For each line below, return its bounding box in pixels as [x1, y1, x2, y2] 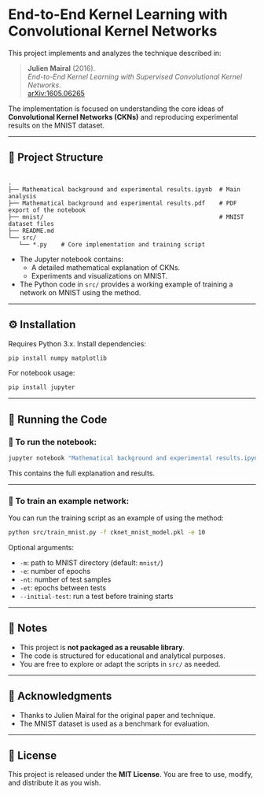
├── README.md [8, 227, 55, 235]
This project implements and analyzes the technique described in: [8, 48, 222, 57]
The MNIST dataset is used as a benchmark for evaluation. [19, 719, 210, 728]
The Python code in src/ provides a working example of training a [19, 279, 233, 289]
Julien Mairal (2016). [27, 63, 96, 72]
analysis [8, 192, 37, 200]
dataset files [8, 220, 55, 227]
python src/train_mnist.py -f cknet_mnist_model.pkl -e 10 [8, 529, 206, 537]
